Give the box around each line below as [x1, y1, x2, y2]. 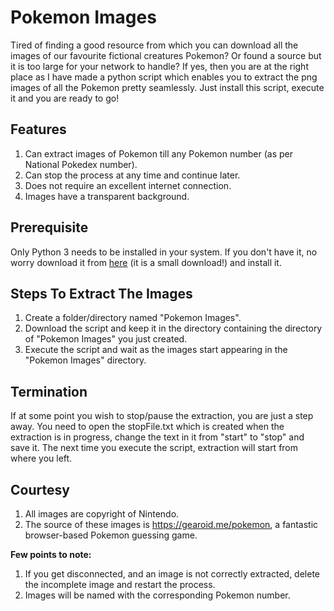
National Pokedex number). [24, 158, 138, 170]
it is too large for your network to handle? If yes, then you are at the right [10, 60, 309, 72]
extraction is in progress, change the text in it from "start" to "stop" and [10, 431, 305, 443]
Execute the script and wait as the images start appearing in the [24, 344, 288, 356]
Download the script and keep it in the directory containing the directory [24, 322, 323, 335]
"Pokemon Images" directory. [24, 354, 147, 366]
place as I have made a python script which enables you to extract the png [10, 71, 318, 83]
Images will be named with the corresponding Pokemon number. [24, 589, 291, 601]
